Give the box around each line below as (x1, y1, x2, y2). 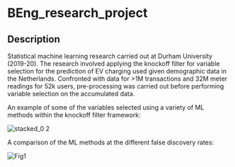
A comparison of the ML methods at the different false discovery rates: (7, 138, 214, 146)
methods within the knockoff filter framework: (7, 111, 141, 119)
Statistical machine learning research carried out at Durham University (7, 52, 213, 60)
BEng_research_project (7, 5, 148, 21)
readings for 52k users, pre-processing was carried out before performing (7, 82, 224, 90)
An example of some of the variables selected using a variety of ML (7, 103, 205, 111)
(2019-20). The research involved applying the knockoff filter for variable (7, 59, 220, 68)
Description (7, 33, 60, 45)
